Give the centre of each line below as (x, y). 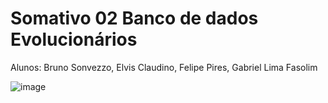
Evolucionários (74, 39)
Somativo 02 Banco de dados (134, 18)
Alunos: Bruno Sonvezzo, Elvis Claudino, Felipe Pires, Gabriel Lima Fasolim (164, 67)
